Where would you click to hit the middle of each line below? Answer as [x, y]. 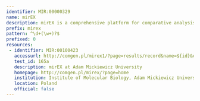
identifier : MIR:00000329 [38, 12]
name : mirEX [21, 17]
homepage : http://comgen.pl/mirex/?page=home [71, 72]
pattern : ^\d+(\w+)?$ [33, 34]
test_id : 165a [32, 61]
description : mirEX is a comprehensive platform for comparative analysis [101, 23]
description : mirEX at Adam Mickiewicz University [78, 67]
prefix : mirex [24, 28]
